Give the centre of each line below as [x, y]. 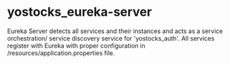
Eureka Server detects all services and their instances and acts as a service [115, 31]
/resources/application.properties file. [61, 53]
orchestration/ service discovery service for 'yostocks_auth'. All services [111, 38]
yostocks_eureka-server [80, 12]
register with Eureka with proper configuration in [76, 45]
